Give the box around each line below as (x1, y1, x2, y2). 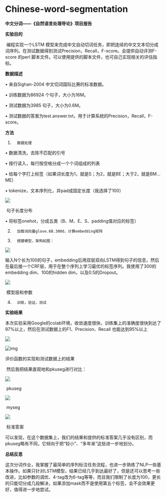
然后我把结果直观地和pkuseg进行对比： (6, 366, 87, 372)
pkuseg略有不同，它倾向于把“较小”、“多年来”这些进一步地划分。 (5, 440, 137, 446)
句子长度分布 (6, 207, 33, 213)
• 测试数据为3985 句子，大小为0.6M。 (5, 102, 83, 108)
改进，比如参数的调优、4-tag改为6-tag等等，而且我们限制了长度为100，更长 (5, 474, 161, 480)
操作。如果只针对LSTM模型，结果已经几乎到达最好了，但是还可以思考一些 (9, 468, 161, 474)
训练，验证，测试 (17, 300, 47, 305)
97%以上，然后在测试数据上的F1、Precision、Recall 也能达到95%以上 (5, 326, 148, 332)
